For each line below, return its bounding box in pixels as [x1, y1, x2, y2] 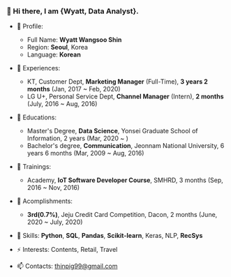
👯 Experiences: [16, 64, 61, 73]
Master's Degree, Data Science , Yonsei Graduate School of [27, 127, 198, 135]
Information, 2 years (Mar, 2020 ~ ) [27, 134, 128, 142]
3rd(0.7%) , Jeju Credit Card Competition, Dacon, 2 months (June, [27, 211, 218, 219]
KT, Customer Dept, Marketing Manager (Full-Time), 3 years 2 [27, 77, 209, 86]
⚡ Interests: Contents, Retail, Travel [16, 246, 118, 254]
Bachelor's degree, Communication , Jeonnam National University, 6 [27, 142, 225, 150]
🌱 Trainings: [16, 163, 52, 171]
